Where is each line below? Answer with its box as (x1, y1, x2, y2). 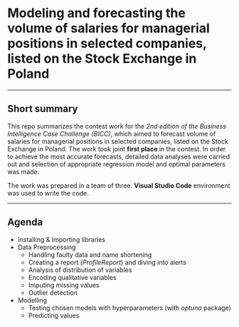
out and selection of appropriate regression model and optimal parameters (7, 159, 226, 168)
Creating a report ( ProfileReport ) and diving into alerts (28, 258, 187, 266)
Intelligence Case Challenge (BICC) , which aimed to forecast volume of (7, 129, 216, 138)
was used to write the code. (7, 188, 89, 197)
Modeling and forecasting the (7, 5, 186, 21)
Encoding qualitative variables (28, 273, 117, 281)
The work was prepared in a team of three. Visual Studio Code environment (7, 181, 230, 190)
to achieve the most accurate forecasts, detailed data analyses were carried (7, 152, 230, 161)
